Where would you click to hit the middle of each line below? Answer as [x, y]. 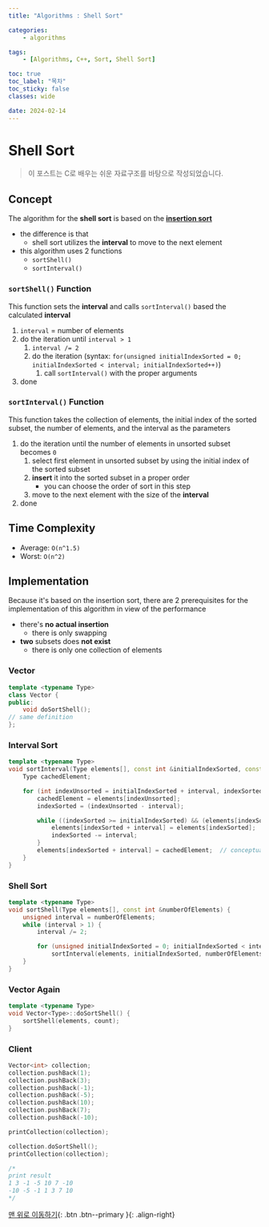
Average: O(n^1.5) [50, 547]
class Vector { [34, 695]
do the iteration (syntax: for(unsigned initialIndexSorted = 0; [137, 356]
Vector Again [34, 989]
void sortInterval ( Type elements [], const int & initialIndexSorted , [125, 770]
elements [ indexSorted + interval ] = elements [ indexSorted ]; [153, 828]
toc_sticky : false [39, 89]
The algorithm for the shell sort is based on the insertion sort [110, 219]
